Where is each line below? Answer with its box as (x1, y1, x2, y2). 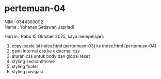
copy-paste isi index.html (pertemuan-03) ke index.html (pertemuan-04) (11, 43, 157, 48)
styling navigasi (11, 68, 43, 74)
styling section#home (11, 58, 55, 64)
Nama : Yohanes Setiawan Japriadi (4, 24, 74, 30)
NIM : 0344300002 (4, 19, 43, 25)
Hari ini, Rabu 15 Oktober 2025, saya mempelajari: (4, 33, 104, 39)
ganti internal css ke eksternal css (11, 48, 80, 54)
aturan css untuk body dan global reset (11, 53, 90, 59)
